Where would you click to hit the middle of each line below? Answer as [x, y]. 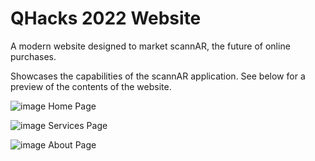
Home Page [72, 106]
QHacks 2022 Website [106, 18]
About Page [72, 144]
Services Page [78, 125]
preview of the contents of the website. [91, 86]
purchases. [33, 56]
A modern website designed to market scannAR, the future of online [150, 46]
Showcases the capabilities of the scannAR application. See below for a [158, 76]
